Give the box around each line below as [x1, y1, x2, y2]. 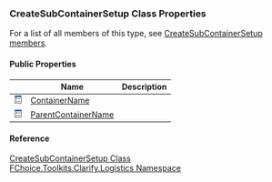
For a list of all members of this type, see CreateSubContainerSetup [9, 28, 264, 39]
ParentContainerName [30, 108, 115, 120]
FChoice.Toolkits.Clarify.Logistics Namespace [9, 163, 182, 174]
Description [121, 81, 167, 92]
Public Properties [9, 58, 77, 69]
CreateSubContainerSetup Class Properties [9, 7, 207, 20]
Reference [9, 133, 50, 144]
